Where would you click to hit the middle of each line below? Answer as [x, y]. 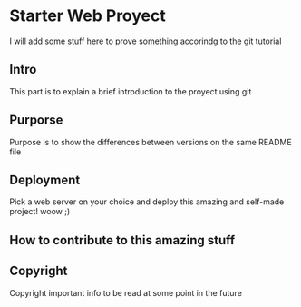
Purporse [36, 120]
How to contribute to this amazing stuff [122, 240]
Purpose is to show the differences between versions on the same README [150, 142]
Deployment [45, 179]
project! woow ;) [40, 212]
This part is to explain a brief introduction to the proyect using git [131, 91]
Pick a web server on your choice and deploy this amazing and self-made [147, 202]
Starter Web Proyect [87, 16]
